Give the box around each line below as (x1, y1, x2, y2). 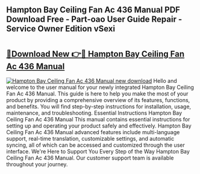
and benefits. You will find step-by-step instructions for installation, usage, (6, 103, 192, 110)
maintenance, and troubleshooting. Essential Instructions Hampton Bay (6, 109, 183, 117)
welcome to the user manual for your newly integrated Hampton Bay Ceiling (6, 84, 195, 91)
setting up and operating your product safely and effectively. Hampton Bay (6, 122, 192, 129)
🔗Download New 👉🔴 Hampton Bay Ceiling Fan (6, 48, 185, 59)
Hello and (153, 77, 177, 84)
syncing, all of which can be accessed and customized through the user (6, 141, 185, 149)
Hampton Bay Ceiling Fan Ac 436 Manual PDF (6, 5, 181, 15)
